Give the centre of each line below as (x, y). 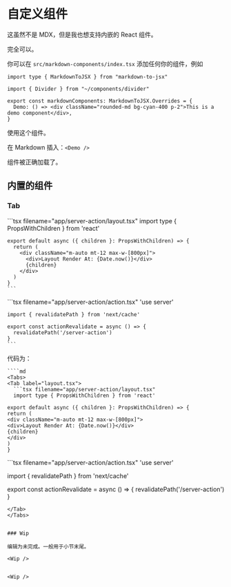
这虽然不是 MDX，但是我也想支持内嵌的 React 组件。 (82, 34)
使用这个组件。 (28, 132)
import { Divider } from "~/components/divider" (78, 89)
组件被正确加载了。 (34, 162)
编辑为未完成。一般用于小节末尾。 (48, 546)
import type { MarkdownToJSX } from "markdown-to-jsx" (88, 76)
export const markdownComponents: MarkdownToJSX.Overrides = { (100, 101)
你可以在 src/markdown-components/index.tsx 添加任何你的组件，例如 (105, 63)
